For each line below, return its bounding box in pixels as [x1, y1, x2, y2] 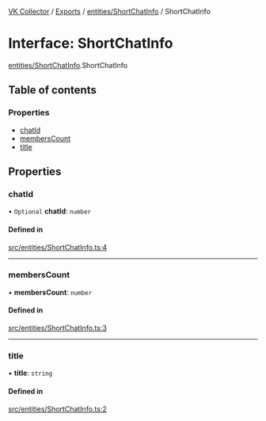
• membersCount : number [8, 287, 93, 297]
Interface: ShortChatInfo [8, 35, 173, 52]
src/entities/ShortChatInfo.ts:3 [8, 324, 107, 333]
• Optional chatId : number [8, 207, 91, 216]
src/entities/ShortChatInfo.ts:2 [8, 404, 107, 414]
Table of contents [8, 83, 97, 97]
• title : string [8, 368, 53, 378]
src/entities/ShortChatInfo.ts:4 [8, 242, 108, 252]
